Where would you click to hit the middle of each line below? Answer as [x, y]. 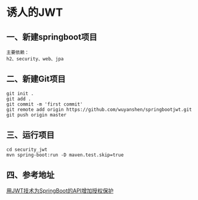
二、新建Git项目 [36, 79]
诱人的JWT [35, 12]
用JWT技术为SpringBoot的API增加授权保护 [60, 191]
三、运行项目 [30, 135]
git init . [20, 93]
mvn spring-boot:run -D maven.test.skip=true [65, 155]
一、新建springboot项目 [52, 37]
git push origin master [37, 115]
